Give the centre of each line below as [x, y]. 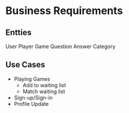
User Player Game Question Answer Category [60, 46]
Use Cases [25, 65]
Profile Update [31, 104]
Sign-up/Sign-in [33, 97]
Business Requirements [64, 11]
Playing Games [32, 79]
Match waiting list [44, 91]
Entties [18, 32]
